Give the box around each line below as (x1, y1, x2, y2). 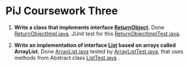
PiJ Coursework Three (5, 4, 118, 18)
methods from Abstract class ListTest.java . (14, 54, 120, 61)
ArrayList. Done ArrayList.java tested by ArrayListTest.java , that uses (14, 47, 184, 55)
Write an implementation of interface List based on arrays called (14, 42, 176, 49)
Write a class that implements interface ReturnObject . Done (14, 24, 165, 31)
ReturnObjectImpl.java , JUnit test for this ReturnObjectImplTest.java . (14, 30, 181, 37)
